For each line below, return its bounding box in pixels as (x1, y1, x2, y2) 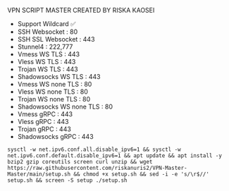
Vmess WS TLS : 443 (17, 50, 80, 58)
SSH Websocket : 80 (17, 27, 78, 36)
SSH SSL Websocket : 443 (17, 35, 95, 43)
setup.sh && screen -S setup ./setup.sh (7, 177, 128, 184)
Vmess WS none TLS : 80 (17, 80, 92, 88)
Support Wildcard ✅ (17, 20, 76, 27)
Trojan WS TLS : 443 (17, 65, 79, 73)
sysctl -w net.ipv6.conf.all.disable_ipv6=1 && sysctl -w (7, 146, 181, 153)
